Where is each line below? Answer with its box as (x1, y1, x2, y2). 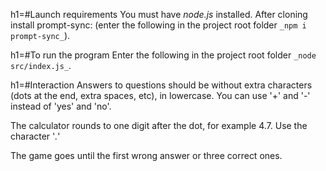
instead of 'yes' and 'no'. (10, 100, 112, 112)
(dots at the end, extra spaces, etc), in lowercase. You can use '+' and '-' (10, 90, 311, 101)
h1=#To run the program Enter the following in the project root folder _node (10, 49, 317, 61)
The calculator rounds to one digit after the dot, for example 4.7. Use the (10, 120, 308, 131)
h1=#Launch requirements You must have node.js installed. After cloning (10, 9, 308, 20)
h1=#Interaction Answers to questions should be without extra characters (10, 79, 313, 91)
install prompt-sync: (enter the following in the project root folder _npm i (10, 19, 307, 31)
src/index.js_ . (10, 60, 72, 71)
